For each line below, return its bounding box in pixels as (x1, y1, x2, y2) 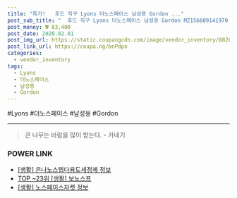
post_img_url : (7, 37, 49, 44)
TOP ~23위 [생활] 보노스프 (17, 174, 92, 183)
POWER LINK (7, 149, 53, 159)
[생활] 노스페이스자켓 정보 (17, 183, 89, 192)
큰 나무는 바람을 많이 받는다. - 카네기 (24, 131, 126, 140)
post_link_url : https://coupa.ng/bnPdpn (7, 43, 128, 50)
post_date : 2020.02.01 (7, 30, 74, 37)
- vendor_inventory (13, 56, 71, 63)
